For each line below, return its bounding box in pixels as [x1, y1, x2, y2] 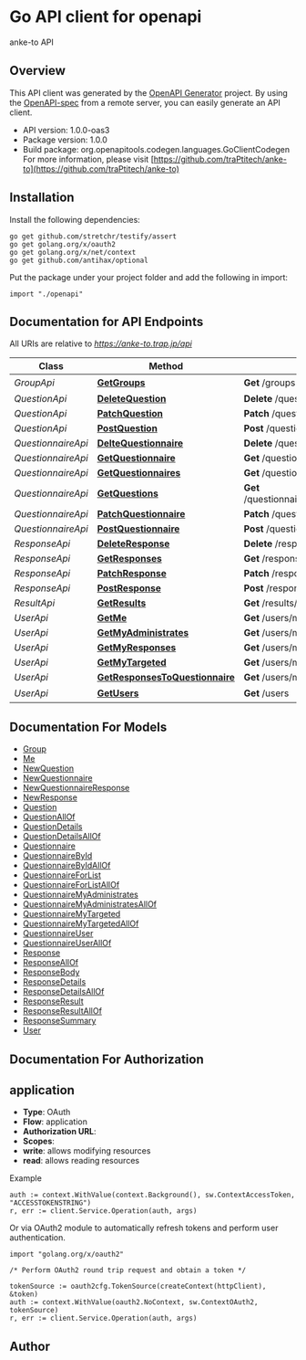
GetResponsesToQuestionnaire [97, 671, 235, 684]
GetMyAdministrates [97, 627, 189, 639]
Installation [9, 190, 75, 206]
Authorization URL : [22, 1126, 97, 1137]
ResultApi [14, 596, 56, 609]
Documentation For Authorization [9, 1051, 204, 1067]
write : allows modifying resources [22, 1145, 151, 1156]
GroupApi [14, 376, 55, 389]
